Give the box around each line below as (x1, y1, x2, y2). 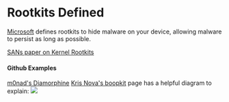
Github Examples (7, 64, 57, 72)
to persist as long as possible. (7, 34, 91, 42)
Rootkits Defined (7, 5, 105, 21)
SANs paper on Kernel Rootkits (7, 48, 94, 56)
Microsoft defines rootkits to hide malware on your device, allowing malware (7, 27, 222, 36)
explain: (7, 87, 29, 95)
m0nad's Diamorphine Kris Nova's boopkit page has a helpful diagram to (7, 79, 212, 87)
